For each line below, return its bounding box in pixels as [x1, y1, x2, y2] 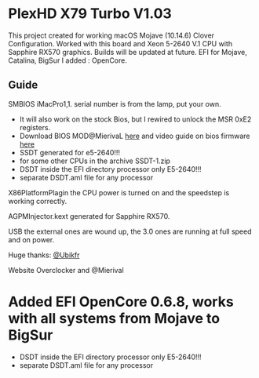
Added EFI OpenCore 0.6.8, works [8, 293, 234, 311]
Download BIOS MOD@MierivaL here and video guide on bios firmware [19, 131, 250, 140]
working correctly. [8, 196, 67, 205]
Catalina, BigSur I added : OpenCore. [8, 56, 127, 65]
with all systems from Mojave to [8, 309, 221, 327]
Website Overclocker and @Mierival [8, 265, 124, 274]
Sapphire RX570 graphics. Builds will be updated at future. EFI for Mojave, [8, 47, 247, 56]
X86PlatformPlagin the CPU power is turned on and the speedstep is [8, 187, 230, 197]
